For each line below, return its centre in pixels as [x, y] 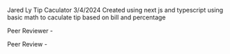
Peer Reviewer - [30, 31]
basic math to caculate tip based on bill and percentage [87, 17]
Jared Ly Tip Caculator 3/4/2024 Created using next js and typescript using [115, 10]
